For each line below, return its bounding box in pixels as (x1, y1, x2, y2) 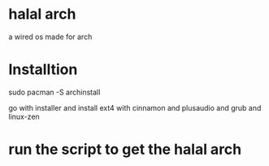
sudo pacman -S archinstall (8, 87, 101, 97)
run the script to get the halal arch (8, 140, 242, 159)
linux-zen (8, 111, 41, 121)
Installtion (8, 60, 78, 79)
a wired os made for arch (8, 32, 93, 41)
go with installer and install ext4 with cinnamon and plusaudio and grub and (8, 103, 262, 112)
